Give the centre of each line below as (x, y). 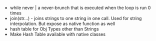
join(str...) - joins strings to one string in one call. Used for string (76, 18)
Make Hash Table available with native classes (58, 34)
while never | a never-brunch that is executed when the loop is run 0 (80, 8)
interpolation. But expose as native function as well (62, 23)
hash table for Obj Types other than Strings (54, 29)
